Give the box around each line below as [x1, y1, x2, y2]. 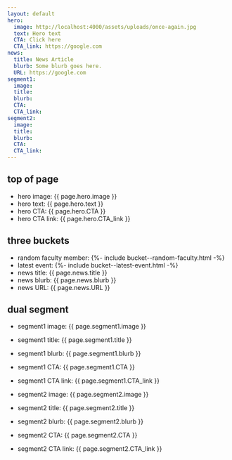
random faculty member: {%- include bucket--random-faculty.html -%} [17, 254, 225, 262]
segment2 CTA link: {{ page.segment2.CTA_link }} [17, 445, 162, 453]
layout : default [7, 10, 55, 18]
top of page [7, 173, 59, 185]
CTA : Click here [13, 37, 61, 44]
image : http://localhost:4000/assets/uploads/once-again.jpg [13, 23, 197, 30]
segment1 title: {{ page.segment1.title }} [17, 336, 132, 344]
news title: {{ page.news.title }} [17, 268, 108, 277]
